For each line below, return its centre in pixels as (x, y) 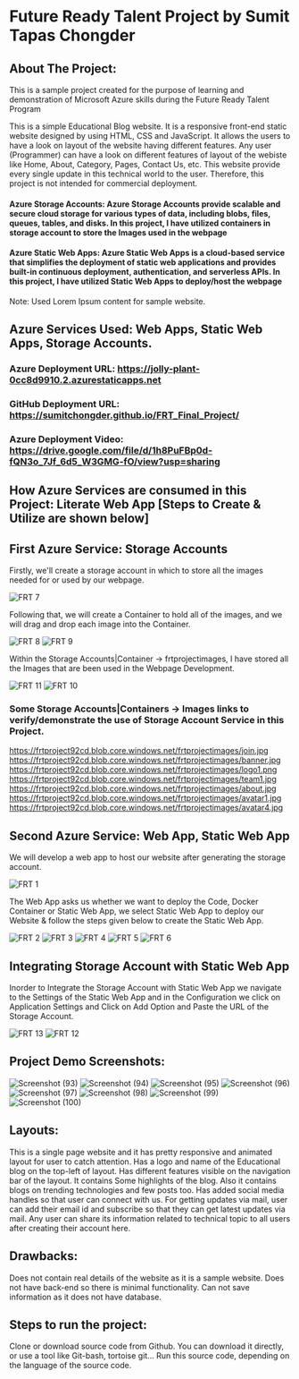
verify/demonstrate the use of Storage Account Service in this (147, 720)
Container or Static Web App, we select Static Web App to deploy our (137, 911)
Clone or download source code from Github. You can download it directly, (146, 1346)
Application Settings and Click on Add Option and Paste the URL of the (139, 1007)
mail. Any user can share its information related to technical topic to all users (150, 1218)
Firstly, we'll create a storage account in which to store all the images (136, 571)
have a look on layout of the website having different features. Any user (141, 145)
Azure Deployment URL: (62, 369)
